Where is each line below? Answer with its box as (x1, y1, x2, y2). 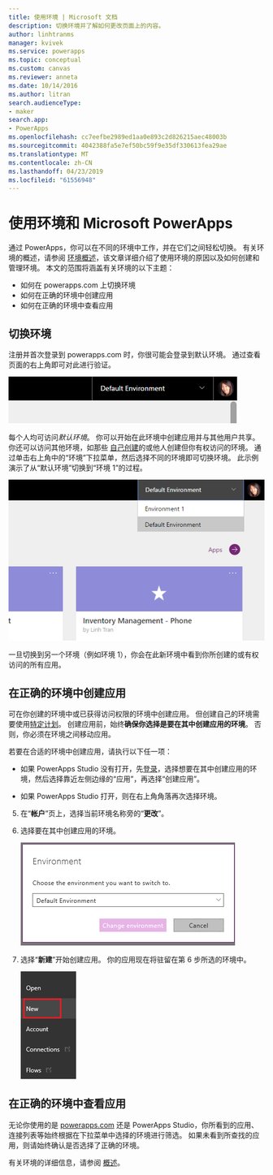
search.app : (8, 116, 49, 124)
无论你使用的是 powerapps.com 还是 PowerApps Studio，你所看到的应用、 (8, 1120, 258, 1130)
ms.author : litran (8, 90, 71, 98)
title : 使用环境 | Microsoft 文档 (8, 13, 118, 21)
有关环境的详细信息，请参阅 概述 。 (8, 1157, 124, 1167)
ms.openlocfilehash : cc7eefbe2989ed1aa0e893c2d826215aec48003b (8, 133, 227, 141)
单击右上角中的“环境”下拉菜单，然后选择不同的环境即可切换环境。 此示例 (15, 453, 259, 462)
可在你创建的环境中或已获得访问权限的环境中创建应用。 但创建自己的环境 (8, 709, 253, 719)
